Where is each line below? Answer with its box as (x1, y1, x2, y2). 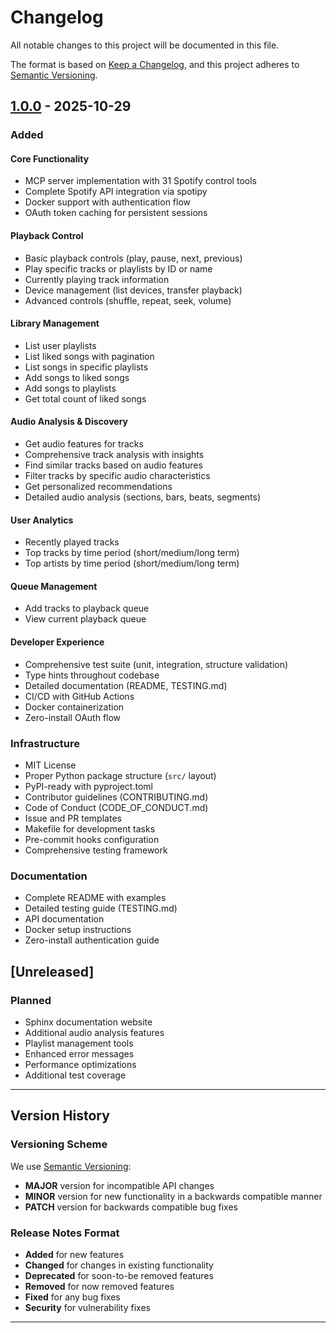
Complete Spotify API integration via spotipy (24, 186, 208, 198)
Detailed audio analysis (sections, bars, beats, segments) (24, 491, 262, 503)
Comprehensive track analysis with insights (24, 449, 205, 461)
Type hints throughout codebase (24, 669, 160, 681)
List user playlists (24, 339, 97, 351)
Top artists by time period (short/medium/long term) (24, 557, 240, 570)
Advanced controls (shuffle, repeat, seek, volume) (24, 294, 232, 306)
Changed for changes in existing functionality (24, 1259, 214, 1271)
